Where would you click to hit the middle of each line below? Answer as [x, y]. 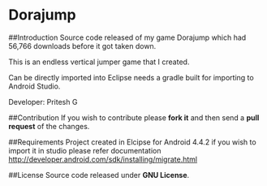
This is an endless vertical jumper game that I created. [99, 62]
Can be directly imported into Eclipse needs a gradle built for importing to [131, 77]
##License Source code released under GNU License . [99, 175]
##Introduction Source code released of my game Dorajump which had [127, 37]
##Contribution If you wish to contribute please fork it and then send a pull [134, 117]
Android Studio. [34, 86]
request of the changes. [49, 126]
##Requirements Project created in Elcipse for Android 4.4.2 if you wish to [133, 142]
